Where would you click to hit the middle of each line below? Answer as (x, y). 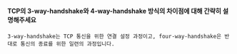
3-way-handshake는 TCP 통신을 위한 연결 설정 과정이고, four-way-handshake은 (115, 37)
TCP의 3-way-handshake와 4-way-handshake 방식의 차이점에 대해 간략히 (114, 11)
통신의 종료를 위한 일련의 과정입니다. (67, 44)
